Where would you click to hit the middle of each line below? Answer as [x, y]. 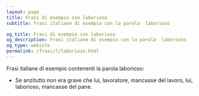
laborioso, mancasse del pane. [54, 86]
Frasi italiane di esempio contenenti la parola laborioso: [75, 68]
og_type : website [28, 46]
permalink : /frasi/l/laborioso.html [53, 51]
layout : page [23, 12]
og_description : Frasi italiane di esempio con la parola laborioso [96, 40]
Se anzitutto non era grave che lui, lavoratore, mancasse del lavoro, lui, [104, 80]
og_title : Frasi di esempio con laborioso [61, 34]
